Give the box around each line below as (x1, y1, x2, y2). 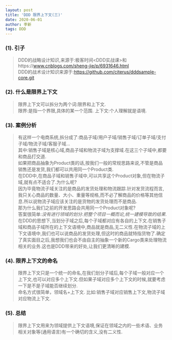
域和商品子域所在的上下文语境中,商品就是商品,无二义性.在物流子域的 (17, 224, 161, 230)
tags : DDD (5, 27, 27, 32)
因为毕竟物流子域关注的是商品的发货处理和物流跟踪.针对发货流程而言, (17, 186, 164, 192)
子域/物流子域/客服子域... (17, 141, 70, 147)
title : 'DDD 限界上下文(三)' (5, 12, 63, 17)
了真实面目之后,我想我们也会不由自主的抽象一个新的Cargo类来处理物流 (17, 237, 167, 243)
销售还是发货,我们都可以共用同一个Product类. (17, 166, 114, 172)
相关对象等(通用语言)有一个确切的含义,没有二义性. (17, 329, 123, 335)
